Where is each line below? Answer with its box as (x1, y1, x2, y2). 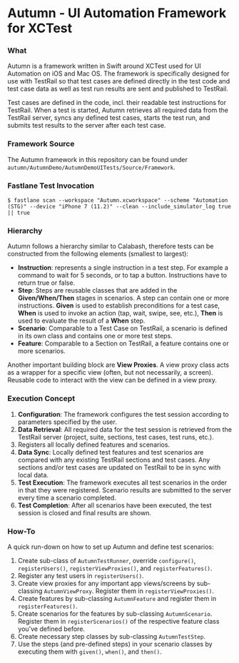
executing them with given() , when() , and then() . (17, 647, 162, 656)
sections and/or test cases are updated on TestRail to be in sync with (17, 462, 221, 472)
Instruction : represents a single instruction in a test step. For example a (17, 263, 228, 272)
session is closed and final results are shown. (17, 508, 152, 517)
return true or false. (17, 278, 76, 287)
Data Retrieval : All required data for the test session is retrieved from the (17, 425, 232, 433)
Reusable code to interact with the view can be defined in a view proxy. (7, 376, 218, 385)
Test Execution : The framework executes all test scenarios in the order (17, 478, 227, 487)
